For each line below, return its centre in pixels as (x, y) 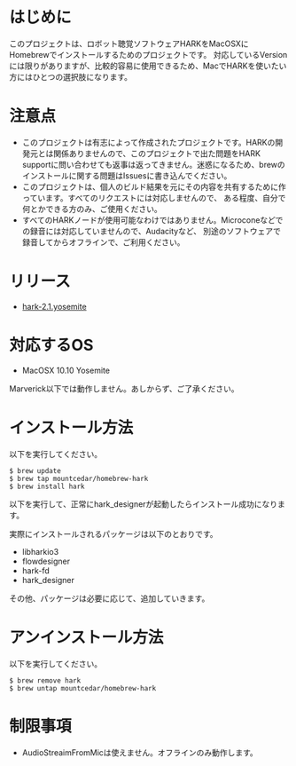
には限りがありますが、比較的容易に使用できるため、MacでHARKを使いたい (148, 66)
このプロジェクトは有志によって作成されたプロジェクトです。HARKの (148, 142)
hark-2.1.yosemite (54, 306)
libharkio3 (40, 551)
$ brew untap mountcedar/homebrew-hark (83, 688)
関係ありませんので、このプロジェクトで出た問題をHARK (157, 153)
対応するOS (51, 345)
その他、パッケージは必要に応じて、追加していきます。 (109, 598)
